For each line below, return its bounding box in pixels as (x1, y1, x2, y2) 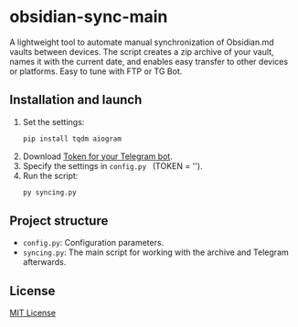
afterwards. (22, 257, 67, 268)
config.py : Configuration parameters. (22, 237, 165, 248)
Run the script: (22, 170, 79, 181)
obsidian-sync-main (9, 6, 168, 27)
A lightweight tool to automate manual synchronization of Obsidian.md (9, 37, 274, 47)
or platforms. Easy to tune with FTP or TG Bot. (9, 66, 183, 77)
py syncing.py (22, 187, 77, 197)
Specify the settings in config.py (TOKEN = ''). (22, 160, 203, 171)
